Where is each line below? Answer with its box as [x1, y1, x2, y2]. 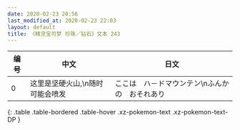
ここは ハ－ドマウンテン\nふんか [114, 79, 229, 89]
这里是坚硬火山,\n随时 [29, 79, 104, 89]
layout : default [7, 23, 56, 31]
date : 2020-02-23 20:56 [7, 10, 79, 18]
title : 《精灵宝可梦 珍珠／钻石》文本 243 [7, 30, 121, 38]
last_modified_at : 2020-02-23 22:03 [7, 17, 116, 24]
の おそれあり [114, 90, 166, 99]
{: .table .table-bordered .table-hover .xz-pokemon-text [7, 108, 171, 117]
